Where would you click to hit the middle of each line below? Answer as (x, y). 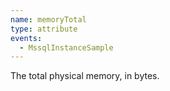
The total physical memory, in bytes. (85, 76)
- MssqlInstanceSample (66, 47)
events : (26, 38)
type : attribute (44, 29)
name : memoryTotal (48, 19)
